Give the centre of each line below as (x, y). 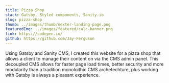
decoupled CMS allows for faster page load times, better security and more (85, 64)
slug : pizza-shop (24, 19)
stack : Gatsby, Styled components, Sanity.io (54, 15)
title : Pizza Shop (25, 10)
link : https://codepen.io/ (34, 34)
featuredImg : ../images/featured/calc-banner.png (59, 29)
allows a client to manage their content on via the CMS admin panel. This (82, 58)
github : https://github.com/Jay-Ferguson (50, 39)
